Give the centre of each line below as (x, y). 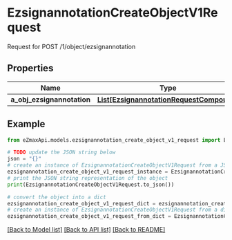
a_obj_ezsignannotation (51, 100)
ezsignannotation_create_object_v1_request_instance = (88, 172)
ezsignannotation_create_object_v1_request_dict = (81, 203)
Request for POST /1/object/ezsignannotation (71, 46)
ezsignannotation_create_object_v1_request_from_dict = (89, 216)
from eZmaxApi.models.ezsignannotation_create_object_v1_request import (114, 140)
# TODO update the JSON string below (61, 153)
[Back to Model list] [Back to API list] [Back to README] (86, 230)
